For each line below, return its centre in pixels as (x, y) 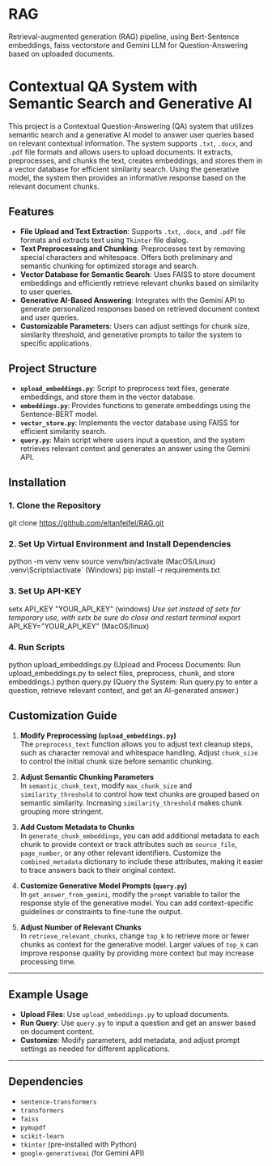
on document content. (57, 1031)
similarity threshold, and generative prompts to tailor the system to (131, 334)
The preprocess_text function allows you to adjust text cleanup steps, (136, 744)
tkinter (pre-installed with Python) (79, 1144)
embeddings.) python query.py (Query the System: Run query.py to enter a (133, 682)
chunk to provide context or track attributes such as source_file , (128, 844)
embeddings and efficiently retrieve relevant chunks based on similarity (139, 283)
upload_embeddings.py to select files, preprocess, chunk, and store (121, 674)
